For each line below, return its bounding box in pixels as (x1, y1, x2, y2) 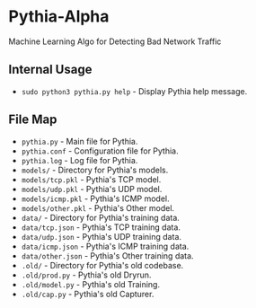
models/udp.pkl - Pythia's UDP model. (21, 183, 163, 194)
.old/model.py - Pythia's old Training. (21, 278, 161, 289)
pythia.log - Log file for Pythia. (21, 154, 138, 165)
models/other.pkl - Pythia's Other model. (21, 202, 175, 213)
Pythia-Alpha (8, 6, 110, 27)
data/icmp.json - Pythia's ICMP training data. (21, 241, 190, 251)
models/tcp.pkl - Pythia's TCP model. (21, 173, 162, 185)
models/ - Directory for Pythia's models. (21, 164, 169, 175)
